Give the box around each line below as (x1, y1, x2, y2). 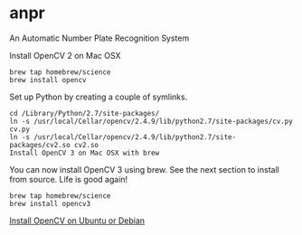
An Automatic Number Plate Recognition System (9, 33, 190, 43)
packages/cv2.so (9, 140, 71, 149)
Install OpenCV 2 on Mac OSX (9, 50, 121, 61)
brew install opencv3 (9, 199, 91, 208)
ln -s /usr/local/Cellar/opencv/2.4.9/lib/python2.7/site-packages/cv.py (9, 117, 294, 126)
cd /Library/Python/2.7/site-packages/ (9, 108, 160, 117)
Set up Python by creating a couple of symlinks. (9, 91, 188, 102)
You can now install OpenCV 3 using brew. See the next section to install (9, 164, 280, 174)
